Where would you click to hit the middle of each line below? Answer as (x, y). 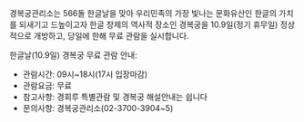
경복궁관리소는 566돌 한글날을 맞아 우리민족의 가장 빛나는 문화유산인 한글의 (143, 13)
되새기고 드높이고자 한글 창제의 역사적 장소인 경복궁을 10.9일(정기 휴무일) (148, 24)
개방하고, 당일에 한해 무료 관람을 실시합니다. (111, 36)
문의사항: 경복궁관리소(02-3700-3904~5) (98, 108)
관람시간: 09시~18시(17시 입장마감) (85, 74)
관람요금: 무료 (47, 85)
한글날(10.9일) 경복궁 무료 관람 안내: (74, 55)
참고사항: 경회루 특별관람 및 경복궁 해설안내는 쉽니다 (115, 97)
